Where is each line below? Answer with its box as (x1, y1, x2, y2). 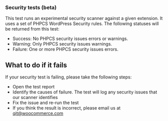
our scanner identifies (12, 94, 58, 100)
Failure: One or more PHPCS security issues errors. (12, 46, 119, 52)
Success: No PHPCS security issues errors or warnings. (12, 35, 128, 41)
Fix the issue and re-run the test (12, 99, 79, 106)
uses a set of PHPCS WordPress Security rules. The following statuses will (5, 20, 159, 26)
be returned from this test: (5, 26, 60, 32)
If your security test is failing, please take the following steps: (5, 74, 132, 80)
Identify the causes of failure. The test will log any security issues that (12, 89, 157, 95)
